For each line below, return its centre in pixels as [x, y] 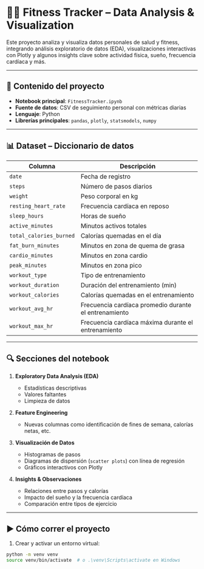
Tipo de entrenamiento [113, 275]
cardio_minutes [31, 255]
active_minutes [31, 226]
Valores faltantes [45, 395]
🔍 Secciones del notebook [58, 358]
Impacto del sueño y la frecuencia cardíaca [78, 497]
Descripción [138, 166]
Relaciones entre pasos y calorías [66, 491]
